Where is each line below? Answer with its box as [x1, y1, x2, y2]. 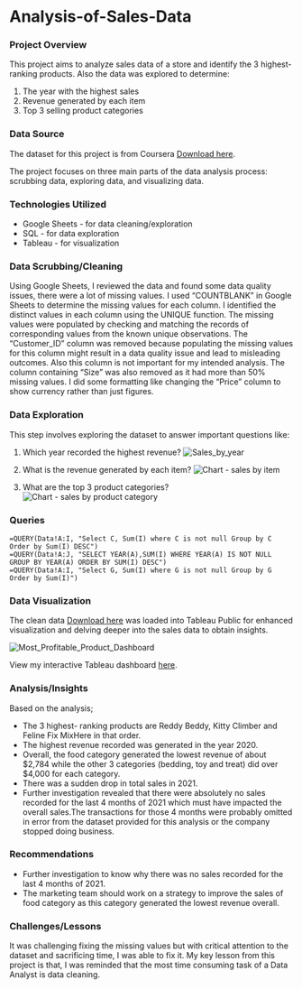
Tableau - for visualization [22, 237, 120, 249]
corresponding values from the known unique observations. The [9, 328, 248, 339]
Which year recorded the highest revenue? [22, 447, 182, 458]
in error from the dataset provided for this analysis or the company [22, 816, 270, 827]
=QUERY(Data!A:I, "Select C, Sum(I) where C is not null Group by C [9, 534, 272, 543]
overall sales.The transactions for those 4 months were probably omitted [22, 806, 293, 818]
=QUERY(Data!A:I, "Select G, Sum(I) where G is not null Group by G [9, 566, 272, 575]
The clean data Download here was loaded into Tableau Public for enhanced [9, 615, 293, 626]
